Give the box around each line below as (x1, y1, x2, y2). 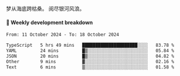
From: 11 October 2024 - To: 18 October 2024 (6, 32, 119, 38)
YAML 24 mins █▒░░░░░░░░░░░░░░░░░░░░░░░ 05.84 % (6, 47, 175, 54)
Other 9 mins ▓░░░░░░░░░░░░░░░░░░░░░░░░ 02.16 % (6, 58, 175, 64)
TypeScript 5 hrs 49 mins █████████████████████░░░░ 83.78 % (6, 43, 175, 49)
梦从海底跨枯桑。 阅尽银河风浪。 (6, 5, 85, 12)
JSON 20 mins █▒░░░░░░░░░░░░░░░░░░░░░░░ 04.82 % (6, 53, 175, 59)
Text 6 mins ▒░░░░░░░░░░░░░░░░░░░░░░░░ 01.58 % (6, 64, 175, 70)
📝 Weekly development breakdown (6, 19, 93, 26)
